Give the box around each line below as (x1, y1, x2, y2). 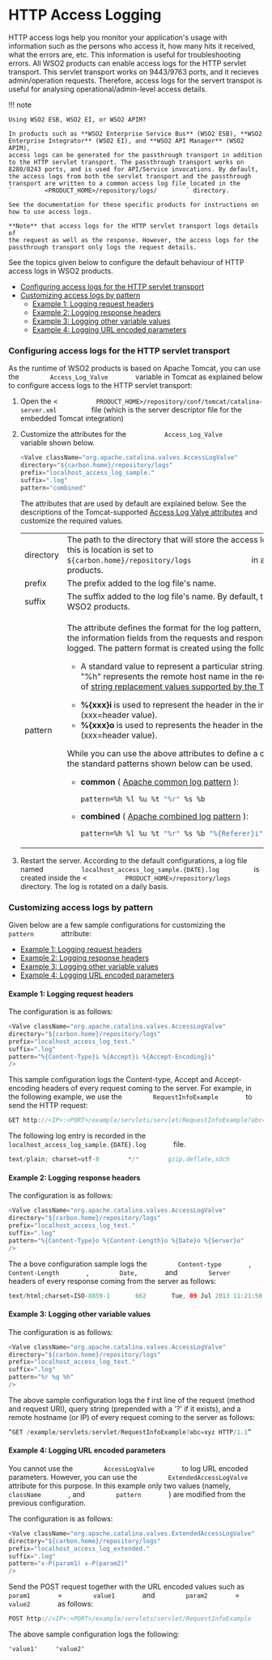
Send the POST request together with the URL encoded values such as (8, 1582, 245, 1592)
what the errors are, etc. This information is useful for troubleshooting (8, 49, 241, 59)
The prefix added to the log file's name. (66, 577, 217, 588)
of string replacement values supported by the (80, 681, 257, 692)
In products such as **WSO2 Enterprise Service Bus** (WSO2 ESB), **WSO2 (8, 130, 263, 138)
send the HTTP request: (8, 1101, 88, 1110)
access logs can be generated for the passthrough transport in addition (8, 151, 263, 159)
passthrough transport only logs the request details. (8, 243, 198, 251)
